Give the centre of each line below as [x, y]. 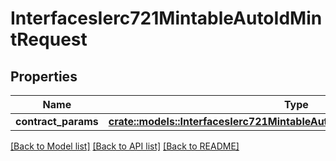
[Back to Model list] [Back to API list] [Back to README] [125, 146]
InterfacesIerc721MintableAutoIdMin [166, 18]
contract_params [57, 121]
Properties [44, 76]
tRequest [49, 39]
